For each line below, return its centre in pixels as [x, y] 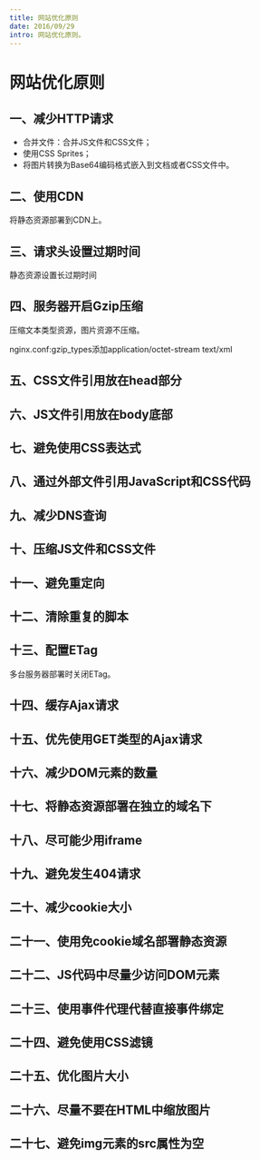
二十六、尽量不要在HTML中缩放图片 [110, 1110]
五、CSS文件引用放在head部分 [96, 381]
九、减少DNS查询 [58, 516]
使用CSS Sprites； [57, 154]
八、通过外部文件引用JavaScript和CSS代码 [130, 482]
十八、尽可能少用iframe [76, 840]
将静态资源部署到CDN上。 [58, 220]
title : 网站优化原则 [44, 18]
